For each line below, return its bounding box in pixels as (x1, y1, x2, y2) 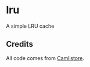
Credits (6, 39, 34, 49)
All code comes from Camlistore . (6, 54, 85, 61)
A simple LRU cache (6, 23, 55, 29)
